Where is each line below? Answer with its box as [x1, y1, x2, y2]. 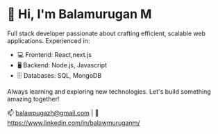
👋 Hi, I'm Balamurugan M [7, 6, 152, 22]
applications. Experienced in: [7, 36, 90, 44]
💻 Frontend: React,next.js [17, 50, 92, 58]
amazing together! [7, 94, 60, 103]
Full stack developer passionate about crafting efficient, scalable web [7, 29, 206, 37]
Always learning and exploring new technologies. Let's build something [7, 87, 211, 96]
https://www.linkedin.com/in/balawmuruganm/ [7, 118, 140, 127]
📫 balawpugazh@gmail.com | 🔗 [7, 108, 99, 117]
